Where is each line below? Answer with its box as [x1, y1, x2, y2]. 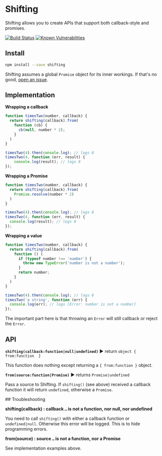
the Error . [5, 321, 26, 327]
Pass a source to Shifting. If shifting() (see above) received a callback [5, 382, 151, 387]
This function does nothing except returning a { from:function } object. [5, 362, 153, 368]
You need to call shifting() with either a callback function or [5, 415, 130, 421]
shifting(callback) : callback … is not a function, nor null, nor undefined [5, 406, 153, 412]
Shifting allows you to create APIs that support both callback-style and [5, 20, 149, 26]
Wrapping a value [5, 232, 42, 238]
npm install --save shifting [5, 62, 65, 67]
